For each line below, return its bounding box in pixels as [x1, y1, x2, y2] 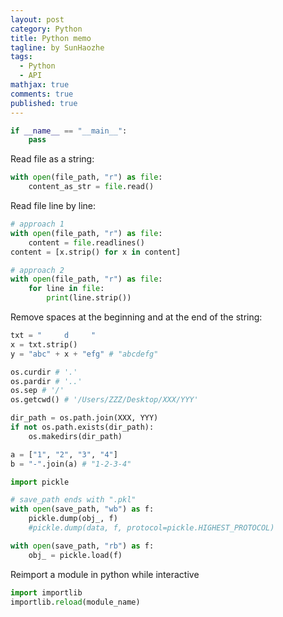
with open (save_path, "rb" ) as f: [10, 541, 155, 551]
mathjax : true [10, 80, 70, 90]
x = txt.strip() [10, 339, 78, 350]
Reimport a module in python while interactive [10, 568, 200, 580]
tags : [10, 52, 33, 62]
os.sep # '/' [10, 386, 65, 396]
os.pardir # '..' [10, 376, 83, 386]
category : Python [10, 24, 83, 34]
